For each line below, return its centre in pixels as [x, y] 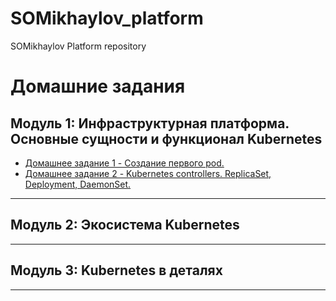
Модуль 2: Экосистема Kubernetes [125, 225]
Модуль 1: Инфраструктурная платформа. [150, 123]
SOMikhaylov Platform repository [78, 46]
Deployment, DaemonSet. [78, 184]
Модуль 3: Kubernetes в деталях [116, 270]
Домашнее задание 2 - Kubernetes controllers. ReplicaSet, [148, 173]
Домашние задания [98, 86]
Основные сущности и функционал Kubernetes [166, 138]
